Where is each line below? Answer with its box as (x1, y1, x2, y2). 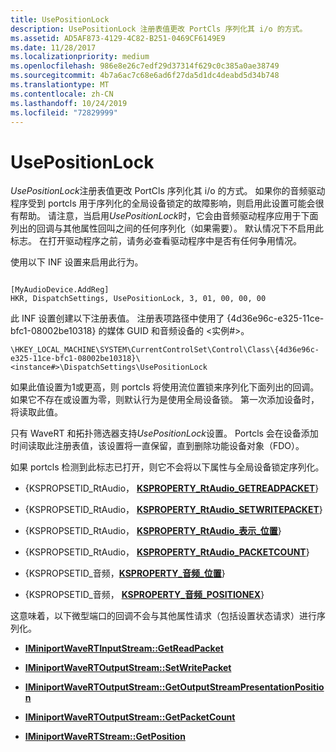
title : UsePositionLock (10, 14, 110, 25)
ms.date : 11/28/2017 (10, 42, 97, 53)
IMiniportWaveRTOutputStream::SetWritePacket (24, 662, 232, 674)
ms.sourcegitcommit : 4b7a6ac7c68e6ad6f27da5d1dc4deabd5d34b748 (10, 71, 280, 81)
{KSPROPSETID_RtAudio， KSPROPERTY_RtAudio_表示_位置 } (24, 525, 282, 537)
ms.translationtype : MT (10, 80, 110, 90)
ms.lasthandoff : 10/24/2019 (10, 98, 128, 108)
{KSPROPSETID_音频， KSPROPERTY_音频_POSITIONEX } (24, 589, 265, 601)
